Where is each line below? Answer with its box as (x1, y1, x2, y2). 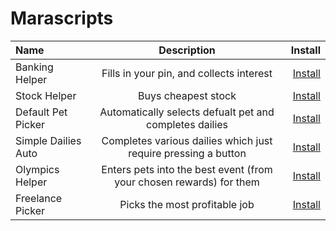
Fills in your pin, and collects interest (101, 66, 273, 80)
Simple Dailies (15, 133, 82, 147)
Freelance (15, 191, 63, 205)
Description (158, 43, 216, 57)
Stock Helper (15, 88, 77, 102)
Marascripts (10, 7, 114, 30)
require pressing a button (128, 146, 247, 160)
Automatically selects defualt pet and (99, 105, 275, 119)
